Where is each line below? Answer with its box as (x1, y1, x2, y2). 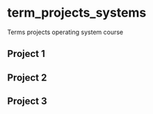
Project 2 (7, 72, 47, 83)
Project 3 (7, 95, 47, 107)
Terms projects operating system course (7, 28, 124, 36)
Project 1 (7, 48, 45, 60)
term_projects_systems (7, 5, 147, 21)
